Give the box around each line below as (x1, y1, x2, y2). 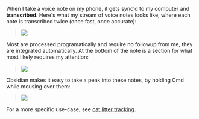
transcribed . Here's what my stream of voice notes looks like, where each (6, 11, 191, 19)
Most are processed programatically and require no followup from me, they (6, 41, 193, 47)
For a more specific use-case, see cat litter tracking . (6, 106, 136, 113)
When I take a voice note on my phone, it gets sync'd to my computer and (6, 5, 190, 12)
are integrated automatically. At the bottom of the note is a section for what (6, 47, 193, 54)
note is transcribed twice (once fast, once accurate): (6, 18, 137, 25)
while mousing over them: (6, 83, 71, 90)
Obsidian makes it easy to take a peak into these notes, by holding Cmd (6, 76, 184, 84)
